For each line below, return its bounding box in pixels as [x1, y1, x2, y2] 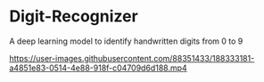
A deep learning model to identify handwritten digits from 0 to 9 [9, 36, 243, 46]
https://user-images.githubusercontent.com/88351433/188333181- [9, 53, 255, 63]
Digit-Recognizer [9, 6, 138, 27]
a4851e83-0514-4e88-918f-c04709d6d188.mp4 [9, 62, 187, 73]
